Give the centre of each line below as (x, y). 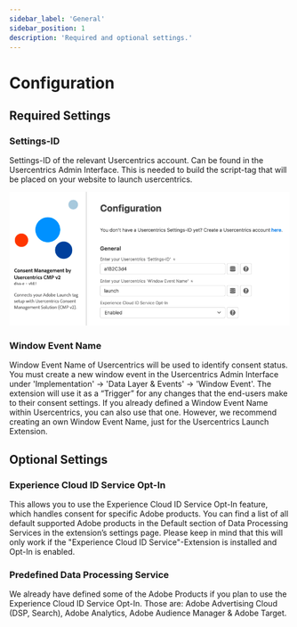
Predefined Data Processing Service (89, 574)
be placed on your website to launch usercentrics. (101, 179)
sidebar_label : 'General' (57, 19)
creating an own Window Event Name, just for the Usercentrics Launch (139, 422)
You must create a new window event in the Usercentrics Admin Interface (144, 375)
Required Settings (60, 115)
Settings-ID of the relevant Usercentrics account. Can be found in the (136, 161)
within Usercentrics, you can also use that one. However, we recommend (143, 412)
